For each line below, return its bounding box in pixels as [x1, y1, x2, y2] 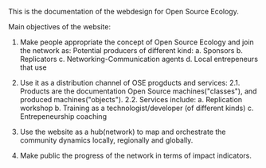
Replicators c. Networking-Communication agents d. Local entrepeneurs [19, 55, 259, 63]
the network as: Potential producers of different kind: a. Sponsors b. [19, 46, 243, 55]
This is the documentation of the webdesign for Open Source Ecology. [8, 7, 239, 16]
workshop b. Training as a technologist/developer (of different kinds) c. [19, 103, 254, 113]
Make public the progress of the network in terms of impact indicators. [19, 151, 252, 160]
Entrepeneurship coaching [19, 112, 108, 121]
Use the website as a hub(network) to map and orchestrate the [19, 127, 226, 136]
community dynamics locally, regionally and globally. [19, 136, 194, 145]
